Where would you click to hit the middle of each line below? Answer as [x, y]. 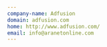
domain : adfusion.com [38, 20]
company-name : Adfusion [41, 13]
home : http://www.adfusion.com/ [53, 26]
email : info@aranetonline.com [51, 33]
